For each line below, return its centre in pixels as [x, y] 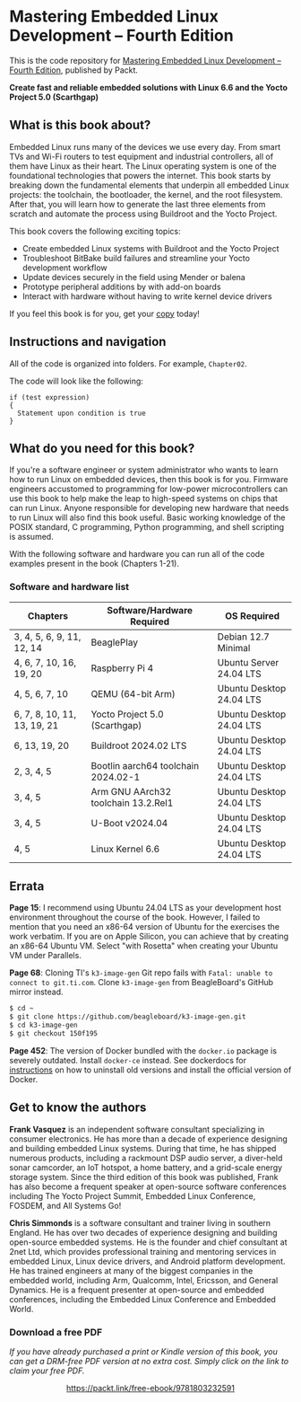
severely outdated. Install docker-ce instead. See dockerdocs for [128, 1060]
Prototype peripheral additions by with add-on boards [121, 287]
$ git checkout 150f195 [54, 1034]
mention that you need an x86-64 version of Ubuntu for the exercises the [145, 927]
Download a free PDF [56, 1332]
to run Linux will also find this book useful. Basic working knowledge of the [147, 517]
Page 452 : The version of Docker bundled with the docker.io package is [143, 1050]
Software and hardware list [69, 587]
